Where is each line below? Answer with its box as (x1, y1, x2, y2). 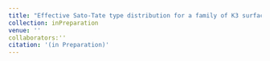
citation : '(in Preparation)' (8, 41, 110, 49)
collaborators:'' (8, 33, 67, 42)
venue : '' (8, 26, 42, 34)
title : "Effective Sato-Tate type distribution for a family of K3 (8, 11, 239, 20)
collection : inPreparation (8, 19, 99, 27)
